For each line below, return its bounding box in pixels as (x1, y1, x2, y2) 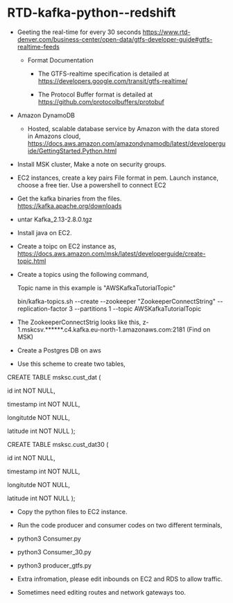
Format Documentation (27, 56, 94, 64)
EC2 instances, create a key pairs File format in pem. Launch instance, (17, 173, 219, 182)
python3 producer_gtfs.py (17, 561, 92, 570)
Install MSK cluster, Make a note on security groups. (17, 160, 166, 168)
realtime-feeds (17, 42, 60, 51)
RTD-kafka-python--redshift (7, 5, 176, 21)
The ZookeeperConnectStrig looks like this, (17, 318, 141, 326)
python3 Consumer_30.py (17, 547, 92, 556)
